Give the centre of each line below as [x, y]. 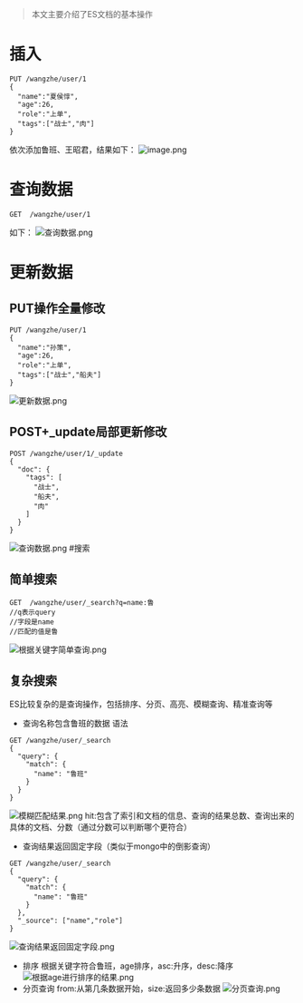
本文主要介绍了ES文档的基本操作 [92, 14]
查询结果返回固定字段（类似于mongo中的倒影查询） [118, 846]
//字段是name [32, 622]
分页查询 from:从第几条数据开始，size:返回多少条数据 [122, 988]
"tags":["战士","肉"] [56, 123]
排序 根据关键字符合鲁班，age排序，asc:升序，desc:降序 [128, 966]
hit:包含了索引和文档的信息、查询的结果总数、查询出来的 [189, 816]
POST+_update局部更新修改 [88, 432]
